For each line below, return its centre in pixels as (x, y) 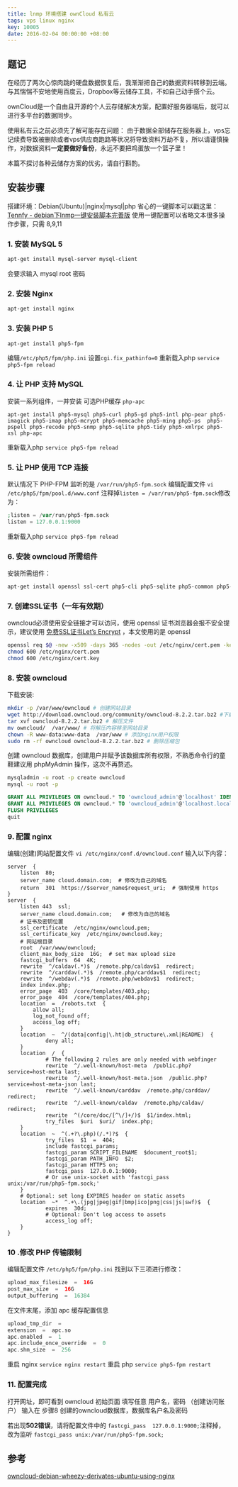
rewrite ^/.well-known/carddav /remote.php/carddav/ (128, 1090)
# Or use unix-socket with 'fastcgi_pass (107, 1177)
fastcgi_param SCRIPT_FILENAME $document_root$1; (121, 1152)
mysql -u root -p (33, 784)
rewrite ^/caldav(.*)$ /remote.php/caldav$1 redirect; (107, 966)
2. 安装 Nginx (30, 294)
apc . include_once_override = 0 (57, 1343)
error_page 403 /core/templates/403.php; (85, 991)
